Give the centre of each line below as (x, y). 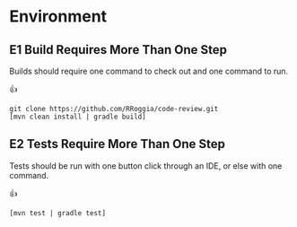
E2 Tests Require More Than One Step (118, 144)
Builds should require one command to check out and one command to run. (149, 71)
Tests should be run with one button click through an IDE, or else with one (146, 166)
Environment (58, 17)
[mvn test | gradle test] (57, 213)
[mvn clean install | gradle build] (78, 117)
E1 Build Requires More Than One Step (118, 50)
